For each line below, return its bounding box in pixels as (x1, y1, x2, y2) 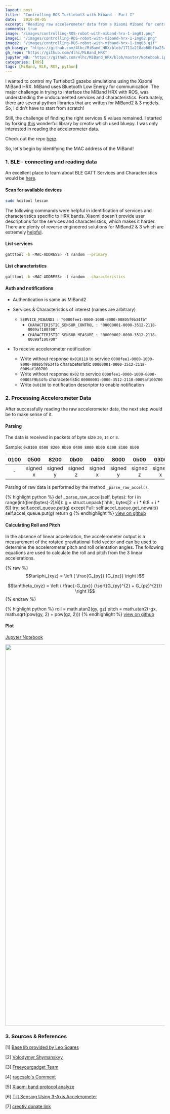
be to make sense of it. (5, 412, 53, 418)
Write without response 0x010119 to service (20, 356, 110, 362)
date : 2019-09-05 (5, 17, 47, 22)
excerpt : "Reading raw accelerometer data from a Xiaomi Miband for (5, 21, 153, 27)
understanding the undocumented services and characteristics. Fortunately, (5, 95, 163, 101)
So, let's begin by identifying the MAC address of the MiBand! (5, 145, 134, 152)
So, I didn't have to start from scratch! (5, 105, 84, 111)
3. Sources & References (5, 1033, 67, 1040)
